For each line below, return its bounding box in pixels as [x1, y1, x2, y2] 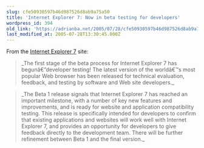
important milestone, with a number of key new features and [21, 97, 172, 105]
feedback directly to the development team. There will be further [21, 129, 183, 137]
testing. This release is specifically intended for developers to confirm [21, 110, 196, 117]
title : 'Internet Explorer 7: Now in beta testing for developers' [6, 14, 181, 21]
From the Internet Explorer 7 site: [6, 48, 89, 55]
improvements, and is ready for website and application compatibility [21, 103, 194, 111]
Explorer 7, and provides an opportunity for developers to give [21, 123, 177, 130]
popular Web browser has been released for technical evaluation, [21, 72, 185, 80]
